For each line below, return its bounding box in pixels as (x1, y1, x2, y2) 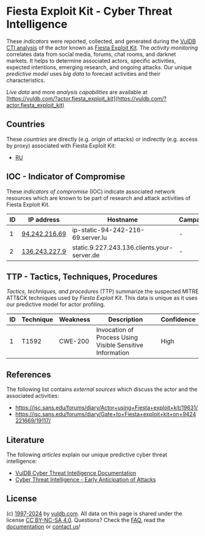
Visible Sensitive (96, 341, 143, 349)
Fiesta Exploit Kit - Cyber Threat (6, 4, 173, 18)
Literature (6, 434, 45, 445)
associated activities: (6, 392, 60, 400)
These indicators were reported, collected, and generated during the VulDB (6, 37, 196, 45)
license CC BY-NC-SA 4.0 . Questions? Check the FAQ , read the (6, 516, 165, 524)
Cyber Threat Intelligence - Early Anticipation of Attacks (15, 476, 156, 483)
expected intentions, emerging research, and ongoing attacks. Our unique (6, 63, 192, 71)
